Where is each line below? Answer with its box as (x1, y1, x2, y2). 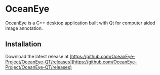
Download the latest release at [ (5, 53, 72, 59)
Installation (5, 40, 42, 49)
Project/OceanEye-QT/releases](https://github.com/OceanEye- (5, 59, 137, 65)
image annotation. (5, 25, 43, 31)
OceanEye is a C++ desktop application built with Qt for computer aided (5, 20, 155, 26)
